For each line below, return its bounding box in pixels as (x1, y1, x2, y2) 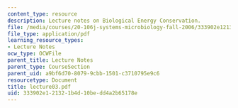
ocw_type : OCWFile (7, 50, 62, 58)
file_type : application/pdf (7, 30, 91, 38)
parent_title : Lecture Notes (7, 57, 93, 64)
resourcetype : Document (7, 76, 78, 84)
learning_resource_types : (7, 37, 84, 44)
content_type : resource (7, 10, 78, 18)
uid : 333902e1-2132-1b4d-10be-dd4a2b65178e (7, 90, 138, 97)
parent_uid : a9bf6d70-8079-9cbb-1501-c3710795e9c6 (7, 70, 160, 77)
